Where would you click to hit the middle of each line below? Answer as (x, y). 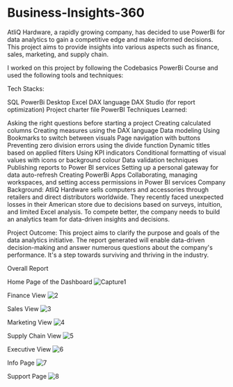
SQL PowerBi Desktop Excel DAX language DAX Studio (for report (102, 102)
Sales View (23, 308)
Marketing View (30, 322)
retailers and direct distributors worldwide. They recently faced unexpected (115, 197)
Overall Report (28, 268)
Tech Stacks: (26, 88)
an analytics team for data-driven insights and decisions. (89, 219)
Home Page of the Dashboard (50, 282)
